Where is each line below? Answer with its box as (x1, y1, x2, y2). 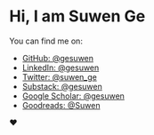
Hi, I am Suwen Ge (9, 6, 146, 27)
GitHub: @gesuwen (21, 52, 94, 63)
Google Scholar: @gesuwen (21, 91, 125, 101)
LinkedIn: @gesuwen (21, 62, 100, 73)
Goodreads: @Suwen (21, 99, 101, 110)
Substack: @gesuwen (21, 81, 102, 91)
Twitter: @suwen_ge (21, 71, 98, 82)
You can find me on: (9, 36, 83, 46)
